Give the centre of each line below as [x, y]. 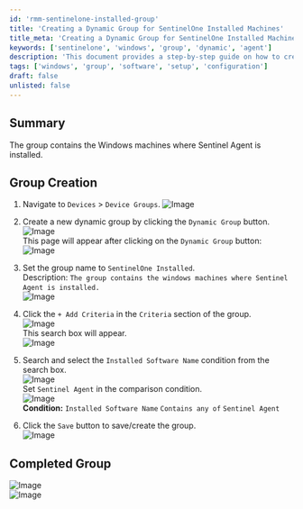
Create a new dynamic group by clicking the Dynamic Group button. [146, 222]
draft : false [34, 77]
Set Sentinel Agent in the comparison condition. [112, 389]
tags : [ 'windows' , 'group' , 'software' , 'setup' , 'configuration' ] [139, 67]
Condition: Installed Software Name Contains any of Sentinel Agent [151, 408]
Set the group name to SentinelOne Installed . [109, 268]
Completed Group [60, 464]
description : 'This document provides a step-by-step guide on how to [145, 57]
